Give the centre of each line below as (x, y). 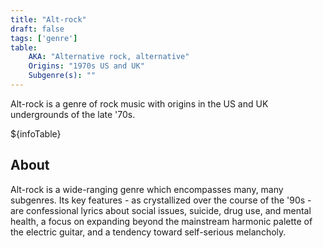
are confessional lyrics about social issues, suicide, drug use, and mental (161, 210)
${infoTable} (36, 133)
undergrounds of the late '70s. (73, 114)
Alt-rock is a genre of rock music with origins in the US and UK (139, 103)
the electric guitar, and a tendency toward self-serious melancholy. (148, 232)
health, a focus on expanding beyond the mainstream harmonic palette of (161, 221)
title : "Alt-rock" (48, 19)
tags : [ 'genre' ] (44, 38)
